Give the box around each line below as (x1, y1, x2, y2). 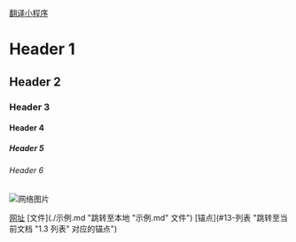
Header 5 (9, 142, 44, 153)
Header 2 (9, 74, 62, 89)
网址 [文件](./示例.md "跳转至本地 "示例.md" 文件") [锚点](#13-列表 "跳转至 (9, 212, 281, 223)
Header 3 (9, 101, 51, 113)
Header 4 (9, 123, 44, 133)
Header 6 (9, 165, 44, 176)
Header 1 (9, 39, 75, 59)
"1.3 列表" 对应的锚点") (34, 223, 118, 234)
